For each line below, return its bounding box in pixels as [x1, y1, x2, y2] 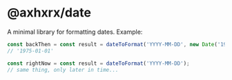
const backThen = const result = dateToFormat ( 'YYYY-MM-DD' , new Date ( [7, 41, 217, 48]
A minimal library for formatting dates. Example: [7, 28, 143, 36]
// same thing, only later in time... [7, 66, 119, 73]
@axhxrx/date [7, 5, 92, 21]
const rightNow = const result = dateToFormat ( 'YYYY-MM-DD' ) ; [7, 60, 190, 67]
